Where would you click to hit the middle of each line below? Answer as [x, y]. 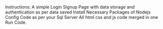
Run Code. [16, 22]
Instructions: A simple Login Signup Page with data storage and [70, 7]
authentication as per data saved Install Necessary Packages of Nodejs [78, 12]
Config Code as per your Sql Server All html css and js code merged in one [82, 17]
